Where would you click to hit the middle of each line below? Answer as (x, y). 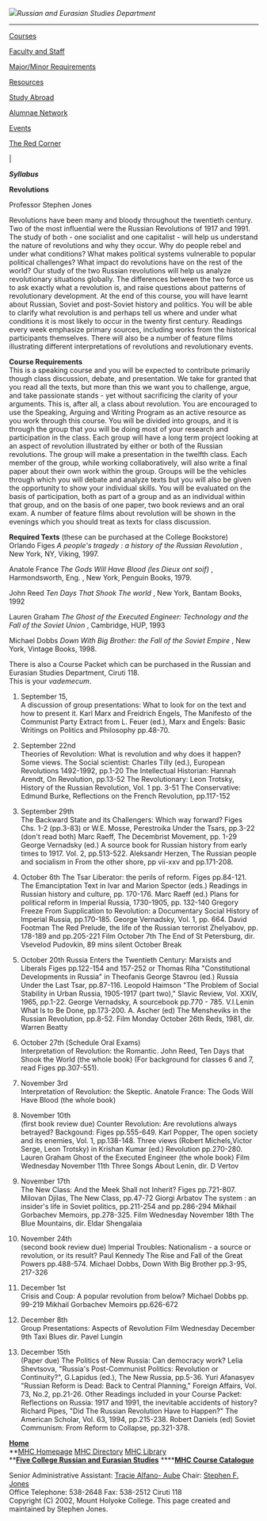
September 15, (44, 696)
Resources (27, 82)
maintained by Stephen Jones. (59, 1509)
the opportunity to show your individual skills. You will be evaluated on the (130, 488)
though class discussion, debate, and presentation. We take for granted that (133, 379)
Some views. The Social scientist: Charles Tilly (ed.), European (122, 762)
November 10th (46, 1115)
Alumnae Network (38, 112)
